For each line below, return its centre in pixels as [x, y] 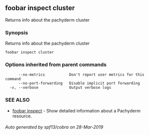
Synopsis [17, 32]
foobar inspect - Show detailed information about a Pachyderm [76, 110]
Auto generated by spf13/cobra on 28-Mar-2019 [54, 127]
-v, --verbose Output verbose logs [60, 88]
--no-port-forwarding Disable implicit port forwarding [79, 83]
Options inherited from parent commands [56, 65]
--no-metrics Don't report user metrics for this [81, 75]
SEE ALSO [18, 100]
